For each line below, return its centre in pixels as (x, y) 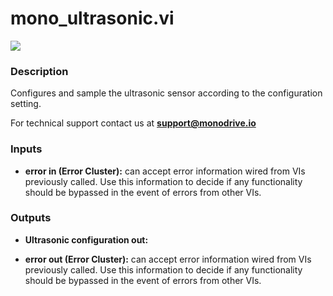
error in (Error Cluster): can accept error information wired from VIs (165, 171)
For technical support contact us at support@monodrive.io (133, 123)
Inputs (26, 149)
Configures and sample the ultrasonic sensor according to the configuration (166, 93)
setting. (26, 104)
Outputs (31, 218)
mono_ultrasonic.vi (92, 18)
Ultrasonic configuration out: (86, 239)
